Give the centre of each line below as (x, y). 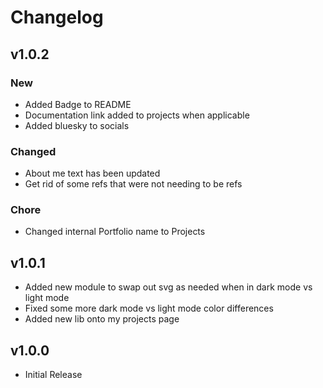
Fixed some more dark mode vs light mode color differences (149, 308)
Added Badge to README (78, 104)
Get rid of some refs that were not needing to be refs (133, 184)
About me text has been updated (92, 173)
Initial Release (53, 375)
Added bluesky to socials (77, 125)
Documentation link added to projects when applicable (137, 115)
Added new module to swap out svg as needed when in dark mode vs (168, 287)
